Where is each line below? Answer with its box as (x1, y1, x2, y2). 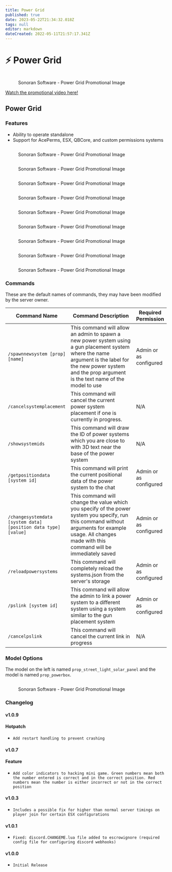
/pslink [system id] (8, 602, 58, 609)
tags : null (5, 22, 29, 27)
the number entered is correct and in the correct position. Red (12, 775, 155, 781)
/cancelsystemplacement (8, 404, 66, 409)
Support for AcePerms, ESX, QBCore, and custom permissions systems (12, 137, 164, 143)
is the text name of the (71, 375, 124, 383)
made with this (71, 537, 106, 544)
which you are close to (71, 437, 125, 444)
